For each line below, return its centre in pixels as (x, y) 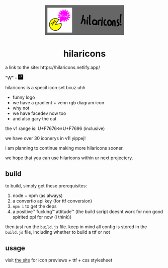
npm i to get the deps (34, 207)
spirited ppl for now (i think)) (42, 217)
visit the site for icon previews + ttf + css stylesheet (59, 260)
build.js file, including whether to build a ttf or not (58, 232)
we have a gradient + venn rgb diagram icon (58, 103)
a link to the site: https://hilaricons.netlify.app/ (53, 68)
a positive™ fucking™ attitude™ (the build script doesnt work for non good (88, 212)
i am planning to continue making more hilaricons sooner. (65, 148)
